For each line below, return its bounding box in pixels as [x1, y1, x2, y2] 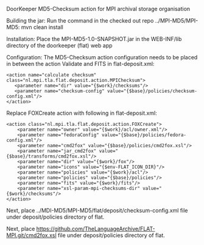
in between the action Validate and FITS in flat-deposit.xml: [6, 60, 155, 67]
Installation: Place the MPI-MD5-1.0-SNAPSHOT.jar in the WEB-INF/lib [6, 35, 182, 42]
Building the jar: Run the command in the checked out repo [6, 17, 154, 24]
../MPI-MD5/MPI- [155, 17, 199, 24]
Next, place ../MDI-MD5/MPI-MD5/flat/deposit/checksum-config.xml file [6, 207, 188, 214]
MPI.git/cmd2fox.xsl [6, 232, 57, 239]
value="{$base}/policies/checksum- [107, 88, 198, 94]
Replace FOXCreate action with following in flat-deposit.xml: [6, 109, 157, 117]
